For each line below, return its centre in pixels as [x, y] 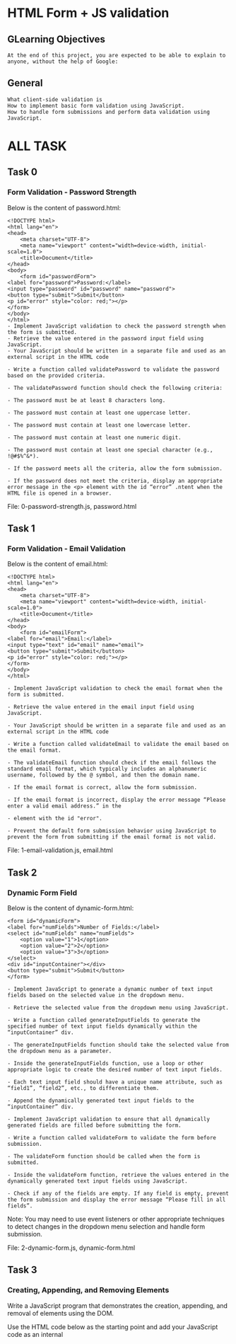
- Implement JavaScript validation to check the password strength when [117, 326]
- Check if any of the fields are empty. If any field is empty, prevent [118, 1194]
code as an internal [35, 1334]
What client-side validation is [55, 99]
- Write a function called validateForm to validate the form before [112, 1138]
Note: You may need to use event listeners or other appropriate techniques [116, 1219]
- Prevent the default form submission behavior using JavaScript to [112, 831]
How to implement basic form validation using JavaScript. [96, 105]
